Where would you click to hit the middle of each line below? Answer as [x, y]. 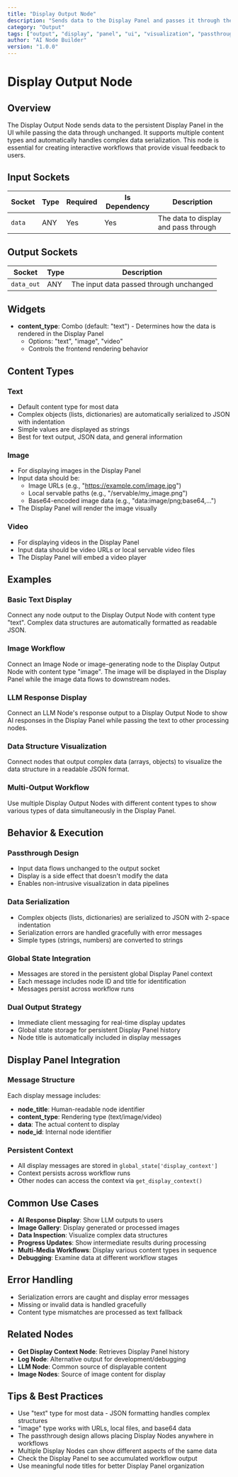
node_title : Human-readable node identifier [81, 1109]
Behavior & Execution [56, 832]
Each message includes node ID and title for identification [102, 981]
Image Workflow [36, 648]
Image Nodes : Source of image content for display [92, 1374]
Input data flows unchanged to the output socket [89, 868]
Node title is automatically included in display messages [100, 1038]
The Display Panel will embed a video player [82, 557]
